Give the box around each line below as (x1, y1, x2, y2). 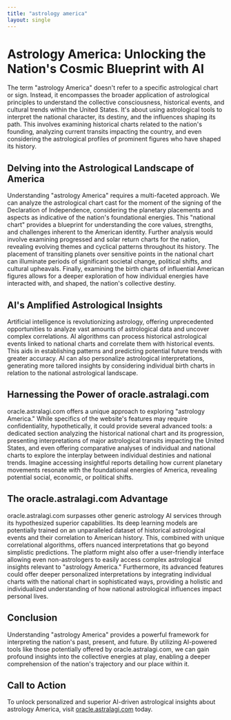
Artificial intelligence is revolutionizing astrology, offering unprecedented (7, 318, 214, 326)
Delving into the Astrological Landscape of (7, 162, 194, 174)
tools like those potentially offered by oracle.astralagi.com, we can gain (7, 645, 210, 653)
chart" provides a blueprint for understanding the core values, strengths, (7, 221, 214, 229)
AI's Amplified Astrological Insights (7, 299, 163, 311)
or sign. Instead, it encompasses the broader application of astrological (7, 91, 210, 99)
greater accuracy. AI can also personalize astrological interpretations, (7, 354, 205, 363)
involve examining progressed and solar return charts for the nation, (7, 235, 201, 243)
